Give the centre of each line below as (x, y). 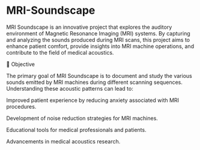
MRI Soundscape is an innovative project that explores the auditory (89, 27)
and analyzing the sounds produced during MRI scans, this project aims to (98, 40)
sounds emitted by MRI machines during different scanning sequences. (95, 82)
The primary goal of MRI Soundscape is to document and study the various (99, 76)
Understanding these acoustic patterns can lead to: (70, 88)
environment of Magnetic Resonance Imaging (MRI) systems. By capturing (98, 33)
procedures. (21, 106)
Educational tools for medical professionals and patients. (76, 130)
